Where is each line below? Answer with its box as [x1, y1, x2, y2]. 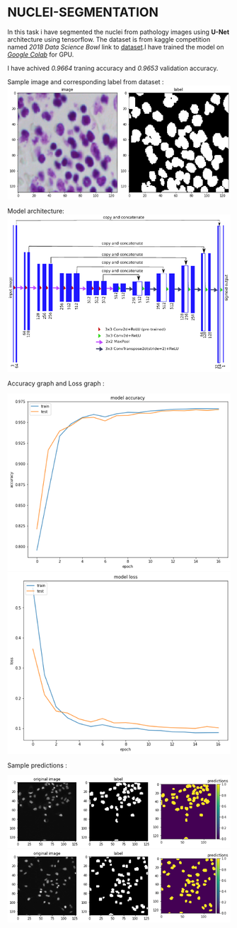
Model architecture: [7, 207, 65, 216]
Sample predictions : [7, 761, 67, 770]
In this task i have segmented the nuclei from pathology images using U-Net [7, 28, 230, 36]
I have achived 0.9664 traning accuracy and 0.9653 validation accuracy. [7, 64, 219, 72]
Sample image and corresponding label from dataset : [7, 77, 164, 86]
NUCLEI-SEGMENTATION [7, 4, 159, 21]
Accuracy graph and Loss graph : [7, 379, 105, 388]
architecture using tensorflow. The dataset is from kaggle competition [7, 35, 211, 43]
